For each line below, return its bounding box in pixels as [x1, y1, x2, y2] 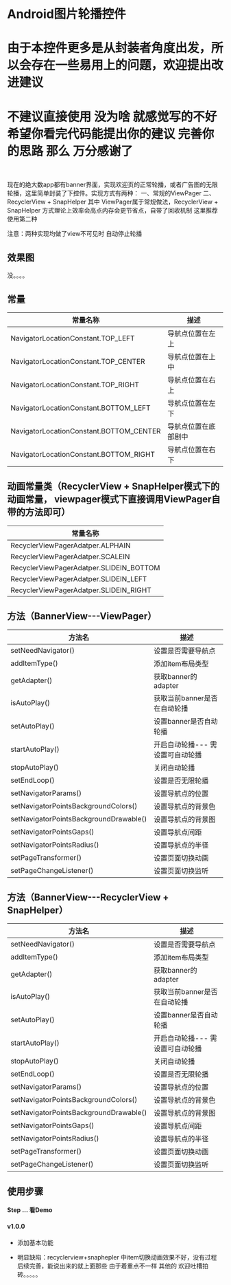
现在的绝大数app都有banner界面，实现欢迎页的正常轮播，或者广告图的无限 [7, 180, 218, 189]
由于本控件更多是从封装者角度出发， [7, 41, 212, 56]
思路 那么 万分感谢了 [19, 143, 134, 159]
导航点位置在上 [167, 352, 216, 361]
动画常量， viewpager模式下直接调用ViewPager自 [7, 493, 221, 506]
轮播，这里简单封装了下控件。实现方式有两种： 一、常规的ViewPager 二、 [7, 189, 216, 197]
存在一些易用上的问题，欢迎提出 [31, 58, 212, 73]
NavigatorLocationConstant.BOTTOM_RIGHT [10, 449, 156, 459]
